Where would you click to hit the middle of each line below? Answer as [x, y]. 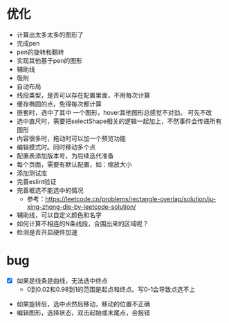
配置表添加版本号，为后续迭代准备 [65, 156]
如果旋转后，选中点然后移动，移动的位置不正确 [83, 304]
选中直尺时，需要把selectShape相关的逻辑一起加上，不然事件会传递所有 [119, 121]
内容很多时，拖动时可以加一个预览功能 [71, 138]
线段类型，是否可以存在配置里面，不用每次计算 [83, 95]
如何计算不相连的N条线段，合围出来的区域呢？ [83, 223]
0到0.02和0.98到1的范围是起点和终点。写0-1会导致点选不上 [111, 289]
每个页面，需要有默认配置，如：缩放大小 [74, 164]
